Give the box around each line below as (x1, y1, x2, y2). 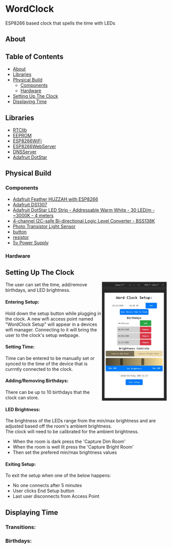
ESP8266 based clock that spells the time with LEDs (5, 20, 116, 26)
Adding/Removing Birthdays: (5, 377, 69, 384)
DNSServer (12, 149, 37, 155)
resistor (12, 234, 29, 240)
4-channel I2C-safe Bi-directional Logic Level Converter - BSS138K (12, 218, 155, 224)
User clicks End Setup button (12, 488, 75, 494)
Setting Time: (5, 344, 35, 350)
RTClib (12, 126, 27, 133)
